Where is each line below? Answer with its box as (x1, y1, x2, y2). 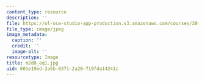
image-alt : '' (12, 49, 48, 55)
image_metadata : (6, 32, 48, 38)
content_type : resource (6, 9, 67, 15)
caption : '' (12, 37, 43, 43)
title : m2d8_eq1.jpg (6, 60, 59, 66)
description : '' (6, 15, 48, 21)
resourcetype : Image (6, 54, 59, 60)
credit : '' (12, 43, 40, 49)
